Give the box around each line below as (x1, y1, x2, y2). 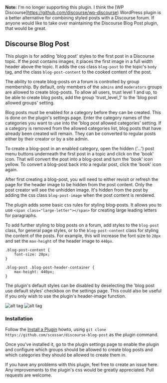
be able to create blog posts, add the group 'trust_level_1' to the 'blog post (5, 94, 157, 100)
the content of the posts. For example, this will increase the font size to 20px (5, 233, 161, 239)
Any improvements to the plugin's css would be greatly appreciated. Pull (5, 367, 154, 373)
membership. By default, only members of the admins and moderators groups (5, 84, 163, 90)
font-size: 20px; (14, 252, 50, 257)
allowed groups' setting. (5, 100, 55, 106)
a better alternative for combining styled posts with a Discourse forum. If (5, 15, 155, 20)
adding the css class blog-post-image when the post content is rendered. (5, 192, 156, 198)
